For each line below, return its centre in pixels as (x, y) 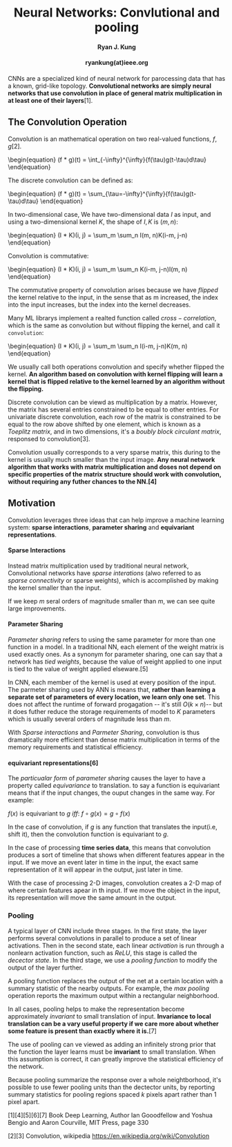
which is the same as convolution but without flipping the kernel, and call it (114, 325)
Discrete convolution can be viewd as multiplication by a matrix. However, (113, 402)
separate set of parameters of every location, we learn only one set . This (114, 697)
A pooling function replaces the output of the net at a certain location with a (116, 981)
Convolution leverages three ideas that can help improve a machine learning (116, 520)
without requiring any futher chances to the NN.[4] (83, 481)
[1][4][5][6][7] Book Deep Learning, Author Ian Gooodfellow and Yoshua (110, 1115)
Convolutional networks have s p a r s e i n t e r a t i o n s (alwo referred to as (105, 573)
